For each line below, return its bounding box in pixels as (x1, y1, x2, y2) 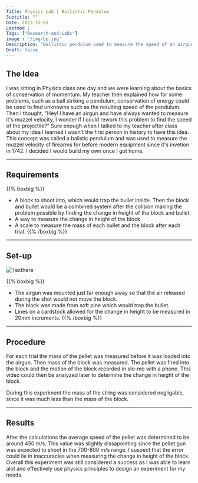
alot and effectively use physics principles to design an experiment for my (6, 465, 186, 472)
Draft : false (6, 47, 38, 53)
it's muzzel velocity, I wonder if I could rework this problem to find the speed (6, 116, 192, 123)
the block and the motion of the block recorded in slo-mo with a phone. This (6, 365, 192, 372)
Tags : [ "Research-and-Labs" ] (6, 31, 78, 37)
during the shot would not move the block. (14, 295, 118, 303)
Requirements (6, 169, 59, 180)
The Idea (6, 69, 39, 79)
